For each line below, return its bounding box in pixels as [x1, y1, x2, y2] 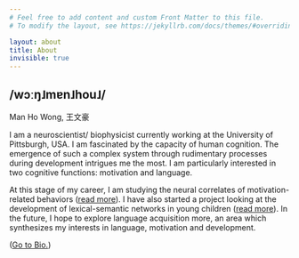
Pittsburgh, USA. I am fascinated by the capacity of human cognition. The [9, 139, 279, 149]
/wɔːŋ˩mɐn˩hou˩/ [9, 86, 107, 102]
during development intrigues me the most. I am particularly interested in [9, 157, 277, 168]
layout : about [9, 37, 62, 46]
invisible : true [9, 54, 69, 63]
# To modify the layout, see [9, 21, 117, 30]
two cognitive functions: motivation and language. [9, 166, 193, 178]
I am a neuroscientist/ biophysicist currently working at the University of [9, 129, 274, 140]
